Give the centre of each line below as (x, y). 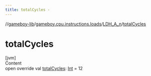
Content (13, 63)
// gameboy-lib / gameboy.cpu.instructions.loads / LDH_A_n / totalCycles (75, 24)
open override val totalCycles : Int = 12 (44, 68)
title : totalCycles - (28, 10)
